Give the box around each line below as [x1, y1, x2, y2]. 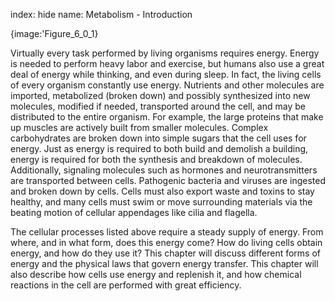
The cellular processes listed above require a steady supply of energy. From [10, 226, 324, 238]
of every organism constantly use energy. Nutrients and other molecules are [10, 79, 325, 91]
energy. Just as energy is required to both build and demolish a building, [10, 143, 309, 154]
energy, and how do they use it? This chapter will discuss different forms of [10, 247, 322, 259]
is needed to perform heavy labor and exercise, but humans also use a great [10, 58, 325, 69]
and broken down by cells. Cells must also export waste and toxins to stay [10, 185, 315, 197]
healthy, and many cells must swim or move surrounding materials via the [10, 196, 313, 208]
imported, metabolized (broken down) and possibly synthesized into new [10, 90, 311, 101]
